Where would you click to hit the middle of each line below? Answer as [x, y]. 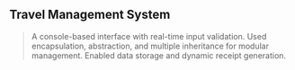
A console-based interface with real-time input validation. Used [149, 36]
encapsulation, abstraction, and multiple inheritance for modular [150, 46]
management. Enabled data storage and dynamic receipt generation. [158, 55]
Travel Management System [90, 15]
